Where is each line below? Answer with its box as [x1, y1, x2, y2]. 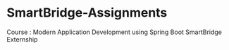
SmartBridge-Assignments [6, 5, 168, 21]
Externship [6, 35, 38, 43]
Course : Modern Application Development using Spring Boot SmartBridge [6, 28, 223, 36]
